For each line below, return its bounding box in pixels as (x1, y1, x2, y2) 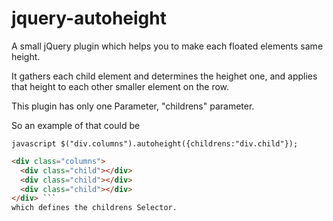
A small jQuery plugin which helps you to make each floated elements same (11, 40, 324, 52)
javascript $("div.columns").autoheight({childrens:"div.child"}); (11, 138, 299, 149)
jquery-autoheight (11, 7, 167, 30)
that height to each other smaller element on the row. (11, 80, 230, 92)
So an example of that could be (11, 119, 141, 131)
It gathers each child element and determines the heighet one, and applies (11, 70, 318, 82)
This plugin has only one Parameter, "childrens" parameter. (11, 100, 255, 112)
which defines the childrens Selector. (11, 203, 178, 213)
